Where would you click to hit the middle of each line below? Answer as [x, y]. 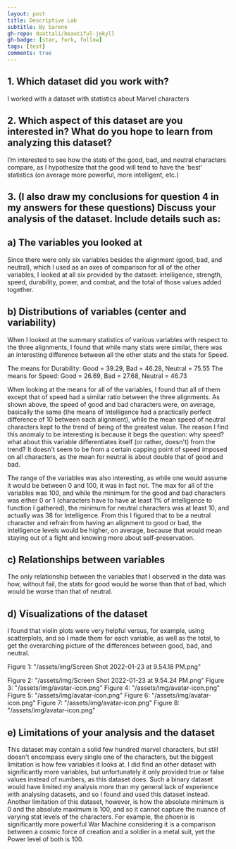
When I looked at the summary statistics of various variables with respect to [117, 339]
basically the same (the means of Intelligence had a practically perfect [109, 412]
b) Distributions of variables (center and [97, 312]
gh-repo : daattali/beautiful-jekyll [61, 33]
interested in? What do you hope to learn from [110, 132]
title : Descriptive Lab [42, 20]
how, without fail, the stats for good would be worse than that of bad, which [117, 584]
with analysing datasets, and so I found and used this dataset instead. [108, 794]
